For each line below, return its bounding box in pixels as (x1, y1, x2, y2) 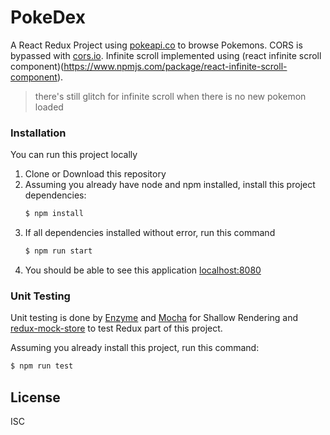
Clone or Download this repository (24, 168, 167, 180)
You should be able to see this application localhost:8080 (24, 264, 262, 276)
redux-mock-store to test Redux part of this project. (10, 322, 223, 335)
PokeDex (10, 6, 86, 29)
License (10, 389, 61, 406)
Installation (10, 126, 67, 140)
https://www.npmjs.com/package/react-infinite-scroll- (63, 60, 288, 72)
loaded (34, 101, 64, 113)
